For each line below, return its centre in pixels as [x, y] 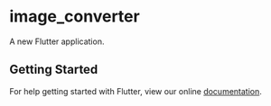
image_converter [75, 17]
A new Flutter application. [57, 41]
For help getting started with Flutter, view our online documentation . [135, 91]
